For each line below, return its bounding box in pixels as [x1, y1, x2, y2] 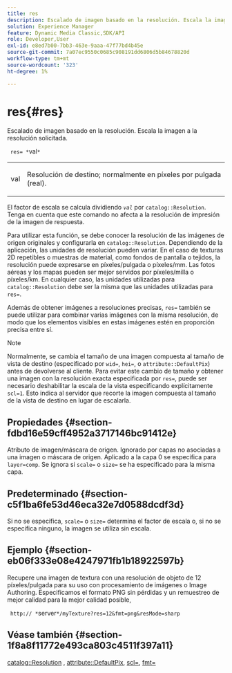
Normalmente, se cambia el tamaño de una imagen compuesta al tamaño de [7, 352, 224, 360]
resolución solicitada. [7, 134, 68, 142]
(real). [26, 178, 47, 188]
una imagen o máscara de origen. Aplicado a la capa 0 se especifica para [7, 453, 217, 461]
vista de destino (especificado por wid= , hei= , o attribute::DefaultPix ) [7, 360, 211, 368]
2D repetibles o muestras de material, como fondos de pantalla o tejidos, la [7, 253, 221, 261]
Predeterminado [7, 488, 79, 499]
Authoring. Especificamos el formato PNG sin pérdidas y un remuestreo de [7, 588, 220, 596]
